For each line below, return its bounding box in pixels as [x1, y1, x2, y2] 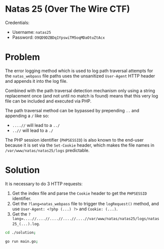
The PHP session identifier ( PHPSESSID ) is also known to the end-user [5, 137, 144, 143]
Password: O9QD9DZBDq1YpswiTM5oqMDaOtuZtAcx [12, 34, 105, 40]
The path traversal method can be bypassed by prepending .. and [5, 107, 140, 113]
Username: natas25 [12, 29, 51, 35]
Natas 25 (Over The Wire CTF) [5, 3, 130, 15]
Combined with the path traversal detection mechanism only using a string [5, 87, 155, 94]
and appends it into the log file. [5, 78, 68, 84]
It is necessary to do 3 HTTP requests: [5, 180, 83, 187]
